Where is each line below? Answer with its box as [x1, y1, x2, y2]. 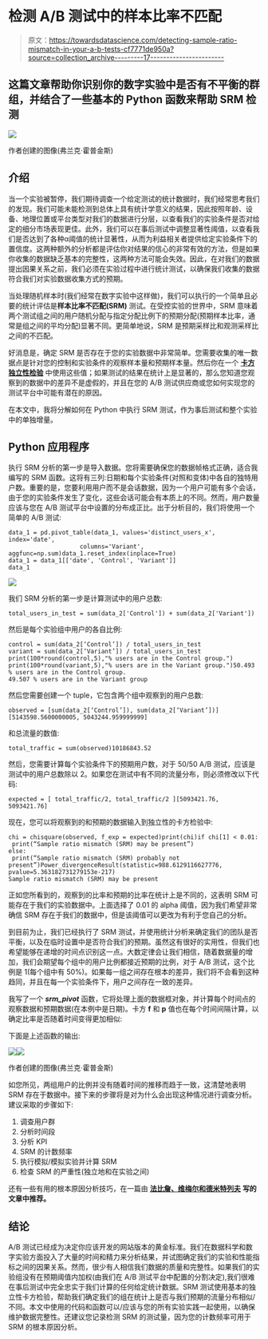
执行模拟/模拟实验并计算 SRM [19, 1157, 117, 1166]
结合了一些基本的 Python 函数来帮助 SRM [39, 93, 244, 106]
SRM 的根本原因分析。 [8, 1322, 82, 1332]
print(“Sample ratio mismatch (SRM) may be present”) [11, 840, 195, 848]
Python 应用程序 [8, 440, 90, 454]
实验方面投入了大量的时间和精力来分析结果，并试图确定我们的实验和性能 [14, 1252, 253, 1262]
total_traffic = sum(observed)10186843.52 [8, 745, 152, 753]
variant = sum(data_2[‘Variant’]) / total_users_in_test [8, 648, 202, 656]
